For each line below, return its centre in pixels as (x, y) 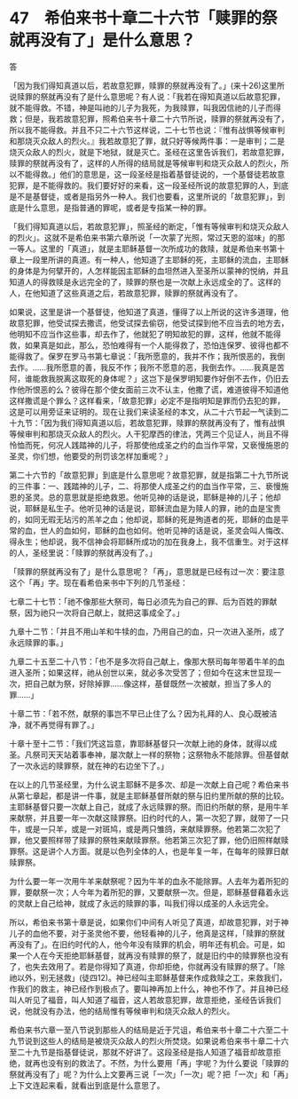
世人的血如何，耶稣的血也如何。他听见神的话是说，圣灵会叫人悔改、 (164, 530)
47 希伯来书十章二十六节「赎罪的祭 (143, 18)
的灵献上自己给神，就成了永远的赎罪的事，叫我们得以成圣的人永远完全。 (141, 903)
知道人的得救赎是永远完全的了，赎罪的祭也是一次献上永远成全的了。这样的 (145, 281)
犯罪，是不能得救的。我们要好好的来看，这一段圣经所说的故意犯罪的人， (141, 185)
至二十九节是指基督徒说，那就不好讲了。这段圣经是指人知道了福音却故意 (141, 1052)
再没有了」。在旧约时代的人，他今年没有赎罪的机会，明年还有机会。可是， (143, 944)
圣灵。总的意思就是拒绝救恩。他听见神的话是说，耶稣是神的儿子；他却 (153, 497)
